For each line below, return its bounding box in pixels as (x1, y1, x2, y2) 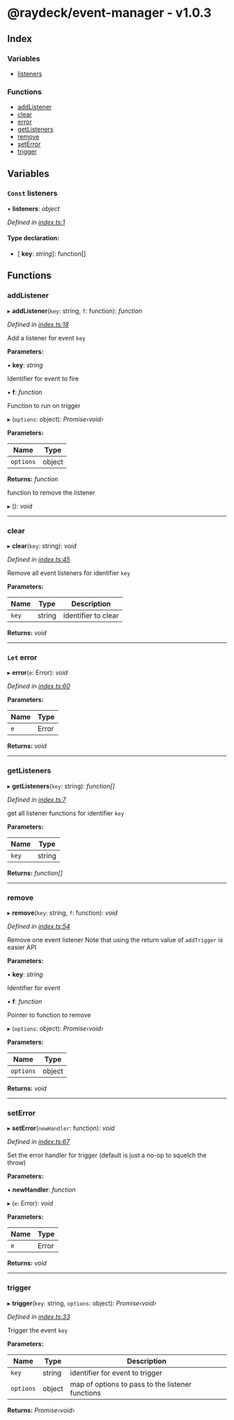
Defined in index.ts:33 (7, 1312, 71, 1321)
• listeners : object (7, 204, 61, 212)
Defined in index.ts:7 (7, 795, 66, 804)
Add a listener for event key (7, 333, 86, 342)
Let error (7, 652, 38, 662)
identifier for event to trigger (70, 1368, 162, 1377)
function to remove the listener (7, 488, 95, 497)
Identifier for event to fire (7, 374, 79, 382)
